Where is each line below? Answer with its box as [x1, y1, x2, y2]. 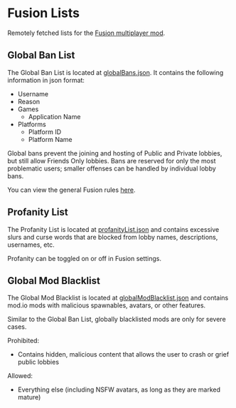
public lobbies [17, 358, 59, 367]
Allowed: [7, 372, 33, 380]
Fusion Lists [7, 5, 80, 21]
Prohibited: [7, 337, 40, 345]
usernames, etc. [7, 240, 55, 249]
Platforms [17, 120, 46, 128]
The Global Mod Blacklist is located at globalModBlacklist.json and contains [7, 294, 229, 302]
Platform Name [28, 135, 73, 143]
